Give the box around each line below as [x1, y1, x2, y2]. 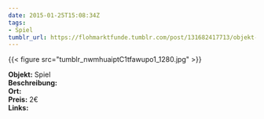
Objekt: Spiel [8, 70, 51, 79]
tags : [8, 19, 26, 27]
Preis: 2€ [8, 95, 38, 104]
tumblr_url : [8, 33, 47, 41]
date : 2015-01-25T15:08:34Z [8, 11, 101, 20]
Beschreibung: [8, 78, 57, 88]
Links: [8, 103, 29, 113]
